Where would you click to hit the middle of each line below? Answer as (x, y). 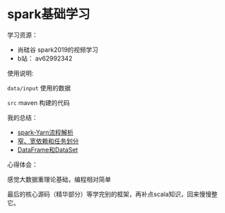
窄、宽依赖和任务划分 (48, 141)
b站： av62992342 (45, 58)
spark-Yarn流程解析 (45, 132)
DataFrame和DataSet (47, 150)
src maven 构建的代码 (39, 102)
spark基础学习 (49, 14)
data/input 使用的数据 (39, 88)
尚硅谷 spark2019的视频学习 (58, 49)
